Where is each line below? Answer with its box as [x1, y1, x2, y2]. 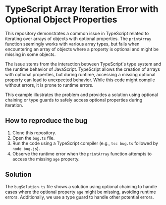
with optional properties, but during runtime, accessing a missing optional [5, 71, 156, 77]
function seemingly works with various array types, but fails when [5, 41, 140, 47]
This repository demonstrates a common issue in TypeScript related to [5, 30, 149, 36]
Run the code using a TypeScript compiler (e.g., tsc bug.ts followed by [12, 140, 159, 146]
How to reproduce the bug [5, 116, 88, 125]
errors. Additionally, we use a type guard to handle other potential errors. [5, 194, 154, 200]
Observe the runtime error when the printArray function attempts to [12, 151, 152, 156]
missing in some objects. [5, 51, 56, 57]
